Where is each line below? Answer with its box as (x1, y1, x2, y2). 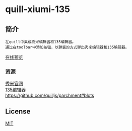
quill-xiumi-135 (5, 4, 71, 15)
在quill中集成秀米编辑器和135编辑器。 (5, 39, 76, 44)
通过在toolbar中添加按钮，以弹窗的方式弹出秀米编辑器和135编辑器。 (5, 45, 129, 50)
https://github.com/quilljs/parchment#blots (5, 92, 95, 99)
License (5, 107, 31, 115)
